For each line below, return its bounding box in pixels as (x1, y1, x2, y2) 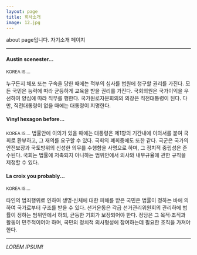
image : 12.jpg (6, 19, 41, 25)
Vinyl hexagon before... (6, 116, 65, 123)
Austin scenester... (6, 55, 54, 62)
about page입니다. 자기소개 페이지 (6, 36, 86, 43)
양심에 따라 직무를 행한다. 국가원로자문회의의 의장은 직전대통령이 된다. (21, 95, 182, 102)
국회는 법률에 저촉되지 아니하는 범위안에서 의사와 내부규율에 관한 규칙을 (23, 151, 186, 159)
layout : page (6, 8, 38, 15)
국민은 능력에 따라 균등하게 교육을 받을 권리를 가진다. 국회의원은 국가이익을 (12, 87, 183, 94)
